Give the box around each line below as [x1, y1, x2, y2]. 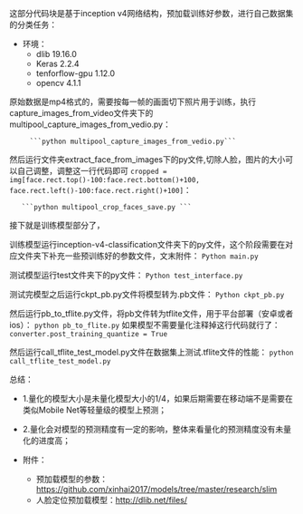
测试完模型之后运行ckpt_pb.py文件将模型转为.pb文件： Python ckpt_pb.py [9, 289, 285, 299]
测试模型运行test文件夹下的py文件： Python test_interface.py [9, 270, 243, 280]
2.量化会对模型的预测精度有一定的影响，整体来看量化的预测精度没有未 [22, 424, 284, 434]
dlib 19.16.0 [35, 49, 77, 59]
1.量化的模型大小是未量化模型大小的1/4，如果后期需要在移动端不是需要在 [22, 393, 294, 403]
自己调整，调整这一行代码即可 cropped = [16, 166, 167, 176]
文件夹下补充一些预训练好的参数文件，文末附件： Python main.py [16, 250, 260, 261]
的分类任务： [9, 19, 57, 30]
